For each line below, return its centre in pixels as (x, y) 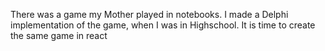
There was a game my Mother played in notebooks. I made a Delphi (149, 14)
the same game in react (59, 35)
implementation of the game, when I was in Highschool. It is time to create (163, 25)
